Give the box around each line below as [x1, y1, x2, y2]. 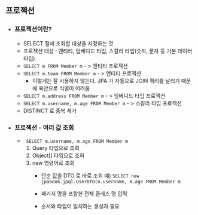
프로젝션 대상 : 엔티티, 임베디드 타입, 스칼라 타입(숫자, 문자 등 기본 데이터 [23, 47, 193, 54]
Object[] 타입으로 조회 [32, 152, 85, 159]
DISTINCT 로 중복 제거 [23, 107, 77, 114]
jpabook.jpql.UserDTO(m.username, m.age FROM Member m [41, 179, 181, 185]
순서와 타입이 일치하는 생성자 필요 [41, 202, 120, 210]
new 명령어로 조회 [32, 159, 75, 166]
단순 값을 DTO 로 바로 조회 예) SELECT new [41, 172, 140, 179]
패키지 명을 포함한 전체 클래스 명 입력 [41, 190, 127, 197]
